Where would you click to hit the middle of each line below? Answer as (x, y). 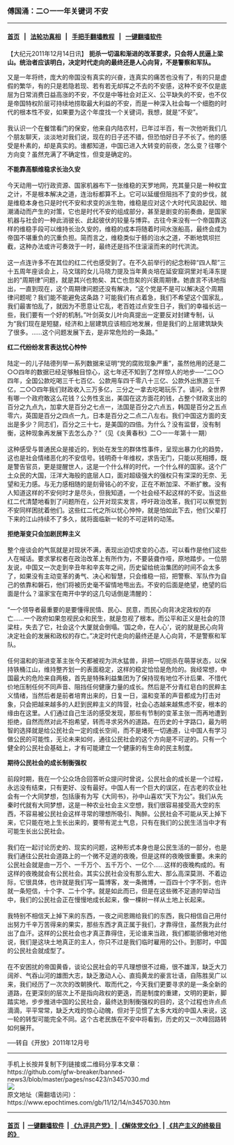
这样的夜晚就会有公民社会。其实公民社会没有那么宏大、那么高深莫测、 (108, 873)
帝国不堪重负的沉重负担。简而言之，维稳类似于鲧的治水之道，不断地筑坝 (111, 237)
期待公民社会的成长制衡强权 (47, 763)
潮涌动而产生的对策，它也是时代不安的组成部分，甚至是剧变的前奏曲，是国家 (117, 211)
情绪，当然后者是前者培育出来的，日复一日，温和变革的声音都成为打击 (114, 695)
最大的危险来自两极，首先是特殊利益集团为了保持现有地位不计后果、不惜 (117, 678)
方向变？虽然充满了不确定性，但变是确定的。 (71, 154)
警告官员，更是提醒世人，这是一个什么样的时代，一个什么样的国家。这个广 (120, 466)
